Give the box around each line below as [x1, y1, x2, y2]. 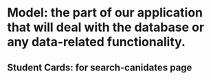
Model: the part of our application [7, 5, 203, 21]
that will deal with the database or [7, 19, 205, 35]
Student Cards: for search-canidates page [7, 61, 192, 73]
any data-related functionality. [7, 34, 186, 50]
